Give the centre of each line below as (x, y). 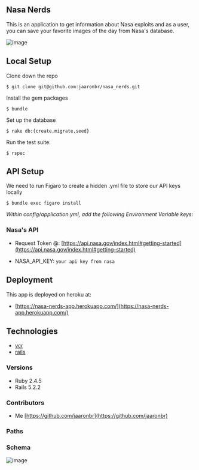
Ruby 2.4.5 (28, 381)
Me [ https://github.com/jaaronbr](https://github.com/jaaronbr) (91, 415)
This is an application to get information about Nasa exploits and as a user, (98, 24)
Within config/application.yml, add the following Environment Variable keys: (100, 214)
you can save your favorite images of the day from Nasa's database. (90, 31)
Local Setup (29, 62)
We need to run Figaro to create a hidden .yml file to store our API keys (94, 186)
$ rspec (16, 153)
